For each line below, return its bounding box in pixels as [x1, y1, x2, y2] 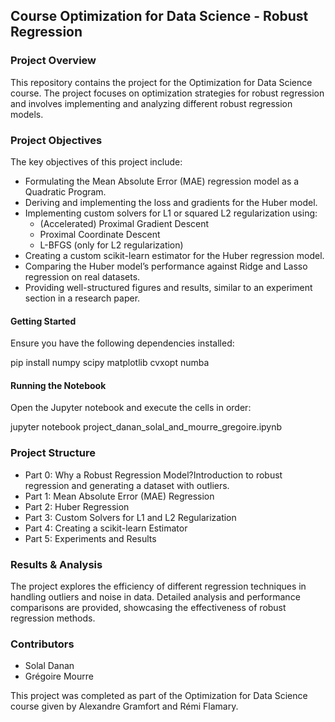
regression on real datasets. [24, 270, 141, 283]
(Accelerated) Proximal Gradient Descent [39, 217, 210, 229]
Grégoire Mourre [24, 670, 94, 683]
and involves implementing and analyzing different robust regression [10, 97, 293, 109]
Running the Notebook [10, 379, 107, 391]
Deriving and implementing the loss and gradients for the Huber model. [24, 196, 318, 208]
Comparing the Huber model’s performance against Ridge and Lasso [24, 260, 308, 272]
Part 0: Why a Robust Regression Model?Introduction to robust [24, 469, 283, 481]
